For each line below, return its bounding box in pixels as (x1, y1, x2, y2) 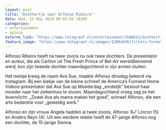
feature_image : (5, 40, 37, 44)
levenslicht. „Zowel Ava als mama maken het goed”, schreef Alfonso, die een (5, 94, 161, 100)
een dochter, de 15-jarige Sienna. (5, 119, 73, 125)
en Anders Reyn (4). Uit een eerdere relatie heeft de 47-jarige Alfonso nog (5, 114, 157, 120)
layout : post (5, 7, 32, 12)
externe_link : (5, 35, 35, 40)
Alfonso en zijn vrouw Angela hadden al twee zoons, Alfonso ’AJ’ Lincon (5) (5, 109, 159, 115)
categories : (5, 21, 30, 26)
